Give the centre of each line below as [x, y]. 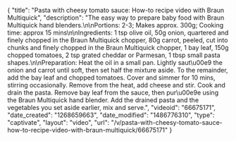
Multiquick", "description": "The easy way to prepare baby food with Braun [116, 18]
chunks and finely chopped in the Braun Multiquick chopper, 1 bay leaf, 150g [118, 48]
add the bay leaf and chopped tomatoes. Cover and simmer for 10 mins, [112, 78]
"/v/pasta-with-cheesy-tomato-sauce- [167, 122]
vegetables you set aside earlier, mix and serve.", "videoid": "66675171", [112, 108]
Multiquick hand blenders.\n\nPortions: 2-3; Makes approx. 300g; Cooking [116, 25]
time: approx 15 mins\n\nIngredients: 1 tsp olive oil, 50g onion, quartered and [118, 32]
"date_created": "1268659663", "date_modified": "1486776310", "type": [111, 115]
